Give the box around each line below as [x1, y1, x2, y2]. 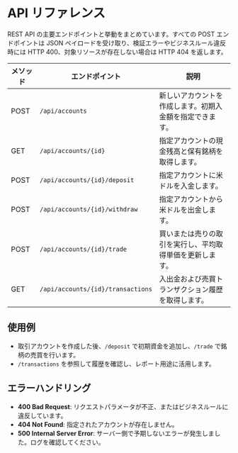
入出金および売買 [159, 274, 216, 284]
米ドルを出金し [159, 205, 209, 215]
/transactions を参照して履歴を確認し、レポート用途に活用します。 [17, 359, 215, 368]
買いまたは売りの [159, 228, 216, 238]
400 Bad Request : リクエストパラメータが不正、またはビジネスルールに [17, 402, 229, 410]
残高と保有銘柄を [166, 146, 223, 156]
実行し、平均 [173, 239, 216, 249]
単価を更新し [166, 250, 209, 259]
